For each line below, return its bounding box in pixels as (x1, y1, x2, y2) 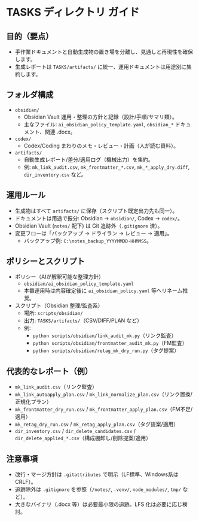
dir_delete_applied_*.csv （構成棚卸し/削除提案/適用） (14, 435, 151, 442)
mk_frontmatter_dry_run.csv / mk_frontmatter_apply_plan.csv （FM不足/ (14, 405, 193, 413)
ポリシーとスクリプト (6, 256, 85, 266)
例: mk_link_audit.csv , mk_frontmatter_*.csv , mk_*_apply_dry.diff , (23, 163, 190, 171)
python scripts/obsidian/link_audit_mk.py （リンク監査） (32, 332, 177, 339)
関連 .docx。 (44, 128, 76, 135)
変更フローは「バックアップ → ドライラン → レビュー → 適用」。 (14, 229, 173, 237)
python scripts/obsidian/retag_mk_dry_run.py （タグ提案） (32, 347, 180, 354)
